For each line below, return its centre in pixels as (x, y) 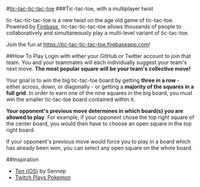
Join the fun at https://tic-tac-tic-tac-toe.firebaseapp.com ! (79, 45)
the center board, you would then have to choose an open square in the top (99, 124)
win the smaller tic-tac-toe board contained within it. (71, 99)
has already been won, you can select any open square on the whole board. (99, 148)
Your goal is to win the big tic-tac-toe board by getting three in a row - (93, 80)
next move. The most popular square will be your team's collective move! (99, 69)
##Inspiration (22, 160)
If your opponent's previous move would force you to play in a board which (99, 142)
